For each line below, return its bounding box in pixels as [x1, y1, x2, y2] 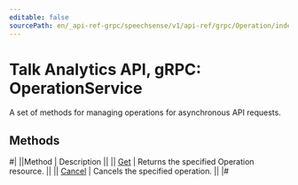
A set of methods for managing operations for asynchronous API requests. [9, 107, 281, 118]
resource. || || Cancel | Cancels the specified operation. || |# [9, 166, 229, 177]
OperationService [9, 78, 144, 98]
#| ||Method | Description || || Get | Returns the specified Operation [9, 157, 255, 167]
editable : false [9, 12, 69, 22]
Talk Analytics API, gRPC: [9, 59, 202, 80]
